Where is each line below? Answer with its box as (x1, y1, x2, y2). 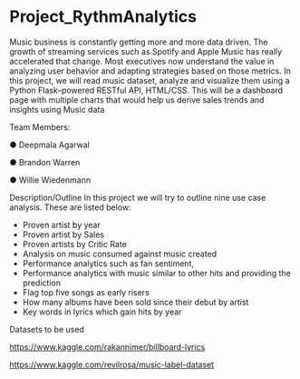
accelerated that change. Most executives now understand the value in (9, 55, 275, 66)
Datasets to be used (9, 324, 84, 334)
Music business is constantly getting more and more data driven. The (9, 36, 268, 47)
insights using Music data (9, 104, 105, 115)
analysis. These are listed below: (9, 202, 131, 213)
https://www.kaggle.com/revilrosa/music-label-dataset (9, 359, 215, 370)
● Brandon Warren (9, 156, 81, 167)
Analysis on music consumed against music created (22, 248, 218, 259)
